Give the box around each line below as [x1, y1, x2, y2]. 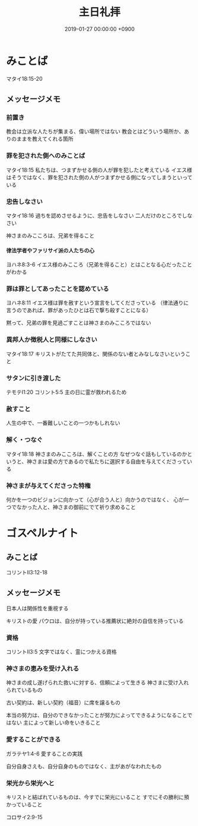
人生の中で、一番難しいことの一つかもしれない [6, 420, 120, 427]
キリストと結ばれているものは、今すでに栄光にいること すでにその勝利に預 [6, 793, 190, 800]
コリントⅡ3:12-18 [6, 568, 48, 576]
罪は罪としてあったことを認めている [6, 285, 110, 293]
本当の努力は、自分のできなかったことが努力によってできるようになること [6, 711, 188, 719]
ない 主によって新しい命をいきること [11, 719, 101, 726]
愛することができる [6, 735, 61, 744]
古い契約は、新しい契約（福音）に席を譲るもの [6, 699, 120, 706]
